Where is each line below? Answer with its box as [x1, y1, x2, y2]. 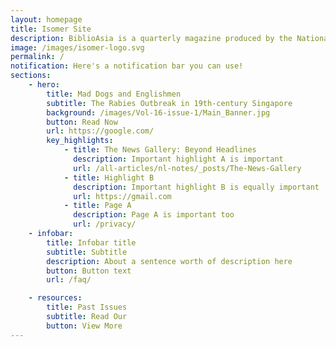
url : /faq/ [46, 275, 92, 285]
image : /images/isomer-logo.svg [10, 42, 145, 53]
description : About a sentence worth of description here [46, 256, 293, 266]
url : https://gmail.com [73, 191, 172, 201]
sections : [10, 71, 52, 81]
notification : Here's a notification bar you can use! [10, 61, 244, 71]
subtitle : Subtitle [46, 247, 128, 257]
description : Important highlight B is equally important [73, 182, 320, 192]
